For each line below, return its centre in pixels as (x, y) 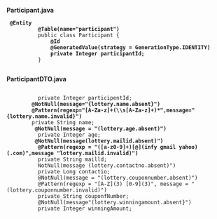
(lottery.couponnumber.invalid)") (57, 190)
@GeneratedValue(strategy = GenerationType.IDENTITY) (131, 48)
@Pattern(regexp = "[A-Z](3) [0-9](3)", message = (113, 184)
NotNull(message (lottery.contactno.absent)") (107, 166)
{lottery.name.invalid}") (44, 117)
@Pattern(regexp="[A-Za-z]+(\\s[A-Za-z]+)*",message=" (113, 110)
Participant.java (30, 10)
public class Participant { (78, 35)
